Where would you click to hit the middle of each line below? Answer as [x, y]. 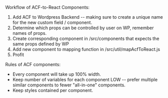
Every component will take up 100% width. [57, 74]
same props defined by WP [41, 44]
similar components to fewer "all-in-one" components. [69, 85]
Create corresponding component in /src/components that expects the [86, 38]
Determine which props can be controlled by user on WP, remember [83, 28]
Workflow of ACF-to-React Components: [47, 7]
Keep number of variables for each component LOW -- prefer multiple [85, 80]
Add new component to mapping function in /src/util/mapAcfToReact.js [86, 49]
